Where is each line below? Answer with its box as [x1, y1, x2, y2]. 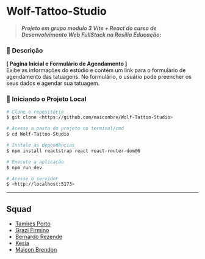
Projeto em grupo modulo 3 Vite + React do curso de [21, 24, 157, 32]
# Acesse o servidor [6, 175, 59, 181]
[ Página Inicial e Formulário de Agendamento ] [6, 60, 128, 68]
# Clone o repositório [6, 109, 64, 115]
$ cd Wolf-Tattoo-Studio [6, 131, 70, 137]
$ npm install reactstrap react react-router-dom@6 [6, 148, 140, 154]
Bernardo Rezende [15, 233, 63, 241]
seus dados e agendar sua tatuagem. [6, 79, 100, 87]
